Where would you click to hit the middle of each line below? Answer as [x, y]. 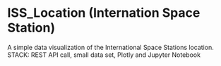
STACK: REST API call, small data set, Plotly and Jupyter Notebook [104, 55]
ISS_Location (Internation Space [104, 13]
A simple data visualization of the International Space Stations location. [110, 47]
